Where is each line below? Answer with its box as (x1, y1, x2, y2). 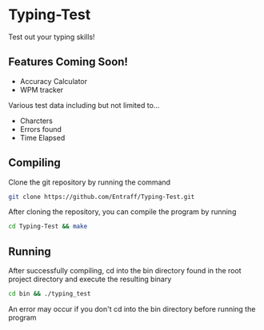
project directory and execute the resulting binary (8, 274, 172, 284)
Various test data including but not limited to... (8, 100, 160, 109)
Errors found (19, 124, 62, 133)
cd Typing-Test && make (8, 222, 88, 231)
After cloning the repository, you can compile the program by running (8, 207, 237, 217)
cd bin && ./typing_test (8, 290, 91, 298)
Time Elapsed (19, 133, 66, 142)
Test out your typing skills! (8, 32, 95, 42)
